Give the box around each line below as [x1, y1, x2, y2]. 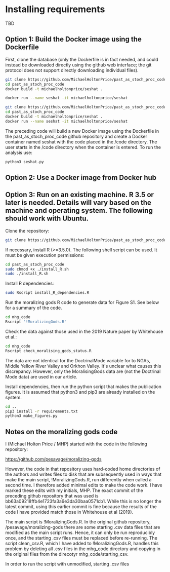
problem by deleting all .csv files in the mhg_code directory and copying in [5, 546, 161, 552]
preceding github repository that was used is [5, 493, 99, 499]
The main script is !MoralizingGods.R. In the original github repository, [5, 519, 151, 525]
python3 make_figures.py [5, 413, 58, 418]
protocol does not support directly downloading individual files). [5, 67, 139, 73]
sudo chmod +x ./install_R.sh [5, 266, 69, 272]
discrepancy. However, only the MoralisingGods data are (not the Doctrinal [5, 368, 161, 374]
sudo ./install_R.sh [5, 271, 49, 277]
